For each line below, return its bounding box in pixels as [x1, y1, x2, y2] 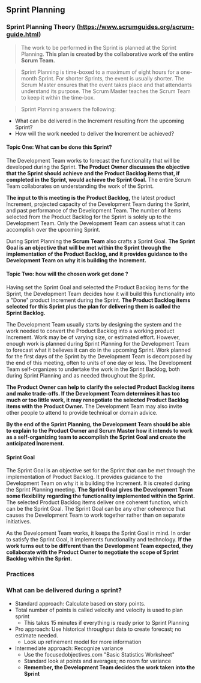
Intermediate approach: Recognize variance [14, 645, 124, 652]
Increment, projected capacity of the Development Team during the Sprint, [6, 200, 191, 208]
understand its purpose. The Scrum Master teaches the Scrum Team [20, 87, 191, 95]
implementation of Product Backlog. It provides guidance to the [6, 474, 163, 481]
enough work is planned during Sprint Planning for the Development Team [6, 340, 190, 348]
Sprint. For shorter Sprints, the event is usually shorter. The [38, 74, 185, 82]
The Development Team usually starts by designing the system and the [6, 321, 182, 328]
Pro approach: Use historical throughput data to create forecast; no [14, 625, 182, 633]
